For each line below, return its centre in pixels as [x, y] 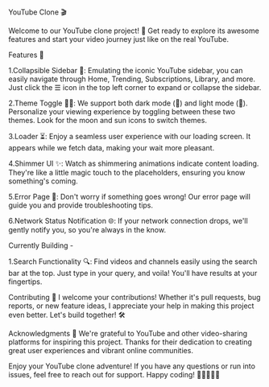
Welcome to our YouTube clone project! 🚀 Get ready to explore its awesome [134, 31]
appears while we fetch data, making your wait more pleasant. [112, 148]
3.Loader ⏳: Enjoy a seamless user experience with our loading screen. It [130, 136]
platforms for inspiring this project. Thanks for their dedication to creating [130, 342]
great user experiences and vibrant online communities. [101, 350]
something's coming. [43, 181]
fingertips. [25, 282]
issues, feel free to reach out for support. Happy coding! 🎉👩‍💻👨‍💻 [114, 375]
